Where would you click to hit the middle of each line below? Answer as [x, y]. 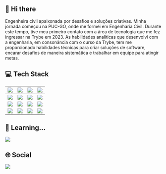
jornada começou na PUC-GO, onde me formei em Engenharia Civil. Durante [83, 26]
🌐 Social [18, 155]
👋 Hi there [21, 9]
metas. [12, 58]
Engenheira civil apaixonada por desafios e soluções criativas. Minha [76, 21]
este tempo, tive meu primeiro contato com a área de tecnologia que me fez [83, 31]
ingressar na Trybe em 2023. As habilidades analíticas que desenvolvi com [82, 37]
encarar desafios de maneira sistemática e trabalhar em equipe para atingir [82, 53]
